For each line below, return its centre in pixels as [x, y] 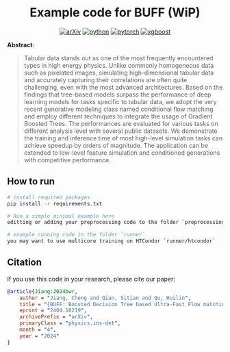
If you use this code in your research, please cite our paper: [91, 279]
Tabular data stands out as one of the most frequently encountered [118, 58]
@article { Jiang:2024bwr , [42, 291]
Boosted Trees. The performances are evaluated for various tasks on [121, 123]
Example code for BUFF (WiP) [115, 13]
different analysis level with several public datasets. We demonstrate [120, 131]
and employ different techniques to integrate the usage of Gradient [118, 116]
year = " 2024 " [39, 336]
